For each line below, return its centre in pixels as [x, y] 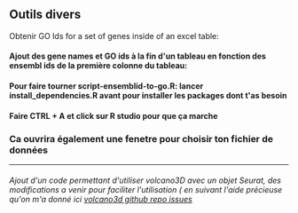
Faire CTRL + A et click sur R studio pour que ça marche [114, 115]
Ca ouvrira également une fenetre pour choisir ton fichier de [141, 138]
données [29, 150]
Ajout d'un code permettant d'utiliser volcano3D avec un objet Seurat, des [145, 180]
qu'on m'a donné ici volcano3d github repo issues [101, 200]
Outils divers [45, 15]
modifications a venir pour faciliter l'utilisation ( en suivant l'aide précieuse [146, 190]
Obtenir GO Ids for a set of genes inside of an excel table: [114, 35]
